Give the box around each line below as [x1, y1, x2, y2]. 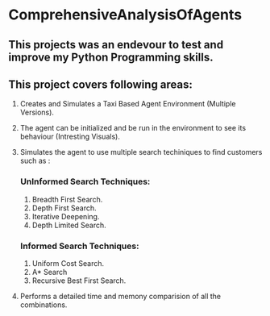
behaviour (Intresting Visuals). [19, 131, 121, 142]
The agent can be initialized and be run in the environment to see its [19, 123, 247, 133]
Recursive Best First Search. [31, 276, 127, 285]
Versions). [19, 107, 55, 118]
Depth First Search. [31, 203, 97, 213]
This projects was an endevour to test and [8, 38, 224, 52]
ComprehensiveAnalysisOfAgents [8, 6, 243, 24]
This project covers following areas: [8, 77, 193, 91]
